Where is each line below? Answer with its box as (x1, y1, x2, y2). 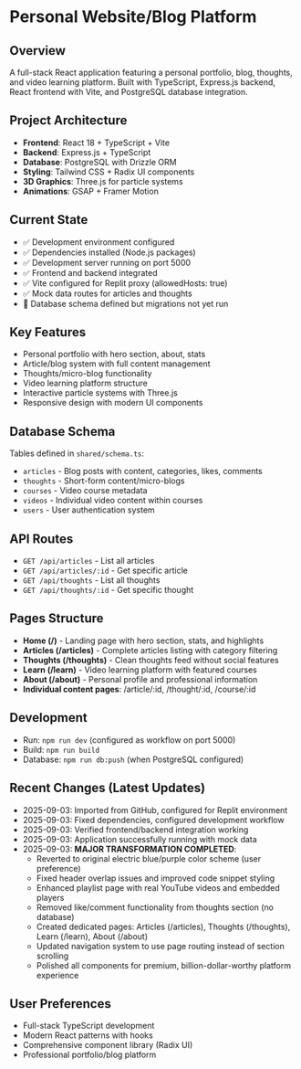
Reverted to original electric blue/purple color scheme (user (36, 852, 262, 864)
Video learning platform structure (22, 377, 148, 389)
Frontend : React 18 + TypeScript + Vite (22, 137, 171, 148)
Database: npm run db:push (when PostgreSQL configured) (22, 754, 244, 765)
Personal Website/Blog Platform (9, 6, 257, 27)
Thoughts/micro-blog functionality (22, 368, 152, 379)
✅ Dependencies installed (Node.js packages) (22, 247, 196, 258)
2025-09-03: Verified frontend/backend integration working (22, 824, 249, 835)
